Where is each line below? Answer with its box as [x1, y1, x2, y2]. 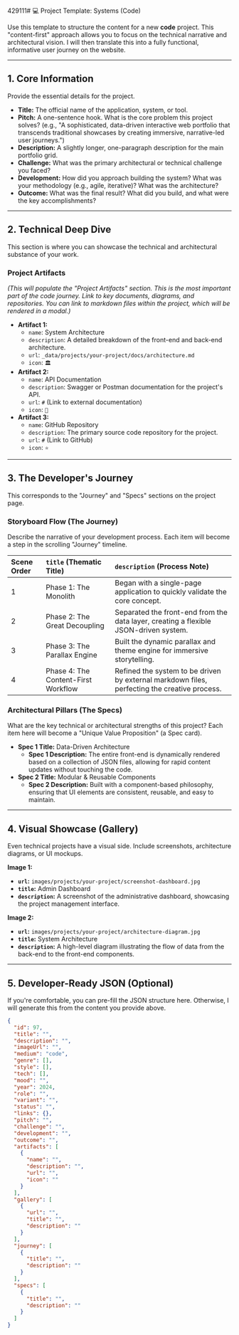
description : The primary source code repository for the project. [28, 428, 218, 436]
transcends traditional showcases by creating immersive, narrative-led [17, 128, 225, 137]
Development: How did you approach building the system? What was [17, 174, 222, 182]
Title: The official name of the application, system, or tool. [17, 105, 188, 114]
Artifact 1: [17, 320, 48, 329]
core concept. [115, 596, 161, 606]
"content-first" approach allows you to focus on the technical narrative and [7, 31, 228, 38]
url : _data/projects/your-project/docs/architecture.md [28, 350, 195, 359]
